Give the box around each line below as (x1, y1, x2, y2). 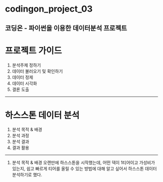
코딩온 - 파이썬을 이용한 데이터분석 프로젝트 (5, 24, 127, 32)
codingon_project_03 (5, 3, 93, 15)
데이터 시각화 (12, 80, 37, 86)
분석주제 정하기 (12, 62, 41, 68)
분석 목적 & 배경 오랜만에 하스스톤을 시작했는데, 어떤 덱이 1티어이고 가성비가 (12, 160, 155, 165)
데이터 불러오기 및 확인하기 (12, 68, 63, 74)
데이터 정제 (12, 74, 33, 80)
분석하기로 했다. (12, 172, 42, 178)
